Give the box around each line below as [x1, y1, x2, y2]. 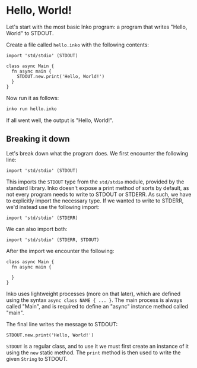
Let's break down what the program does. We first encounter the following [6, 149, 189, 157]
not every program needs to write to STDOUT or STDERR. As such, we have [6, 191, 192, 198]
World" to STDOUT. [6, 29, 54, 36]
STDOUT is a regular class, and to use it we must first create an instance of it [6, 342, 189, 350]
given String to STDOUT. [6, 355, 68, 362]
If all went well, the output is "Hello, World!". [6, 117, 114, 124]
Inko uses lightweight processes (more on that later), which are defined [6, 290, 181, 297]
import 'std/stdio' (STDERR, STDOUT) [6, 236, 100, 243]
